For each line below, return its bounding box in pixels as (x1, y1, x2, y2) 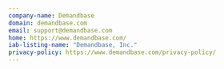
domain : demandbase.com (8, 19, 88, 27)
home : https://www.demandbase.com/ (8, 33, 127, 42)
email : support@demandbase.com (8, 26, 113, 34)
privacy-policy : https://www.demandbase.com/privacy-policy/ (8, 48, 217, 56)
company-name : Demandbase (8, 11, 94, 20)
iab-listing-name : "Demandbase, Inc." (8, 41, 138, 49)
